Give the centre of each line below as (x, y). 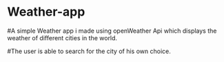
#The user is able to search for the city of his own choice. (89, 51)
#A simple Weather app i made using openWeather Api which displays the (112, 31)
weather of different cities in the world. (62, 37)
